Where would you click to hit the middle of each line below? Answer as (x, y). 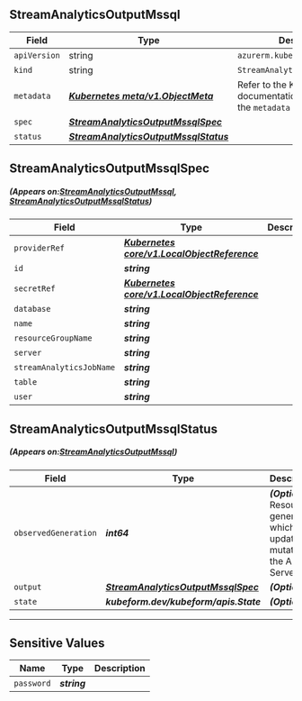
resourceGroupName (53, 338)
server (28, 353)
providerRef (40, 248)
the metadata (263, 107)
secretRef (35, 289)
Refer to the (262, 85)
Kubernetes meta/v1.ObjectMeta (141, 96)
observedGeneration (55, 533)
